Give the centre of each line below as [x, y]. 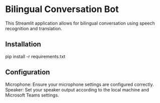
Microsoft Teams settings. [32, 95]
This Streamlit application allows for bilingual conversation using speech [80, 23]
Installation [23, 44]
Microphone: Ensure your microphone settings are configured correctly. [80, 84]
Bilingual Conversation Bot [62, 9]
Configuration [28, 72]
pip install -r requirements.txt [35, 56]
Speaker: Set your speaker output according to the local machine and [77, 89]
